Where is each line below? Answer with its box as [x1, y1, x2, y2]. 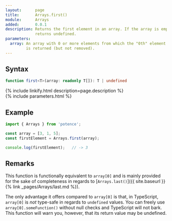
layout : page [5, 7, 45, 13]
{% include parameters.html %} [5, 93, 72, 99]
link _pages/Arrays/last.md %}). [12, 183, 80, 190]
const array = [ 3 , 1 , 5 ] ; [5, 131, 60, 136]
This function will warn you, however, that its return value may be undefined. [5, 210, 167, 216]
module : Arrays [5, 17, 50, 22]
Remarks [5, 159, 35, 168]
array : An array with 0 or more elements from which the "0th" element [10, 41, 166, 46]
